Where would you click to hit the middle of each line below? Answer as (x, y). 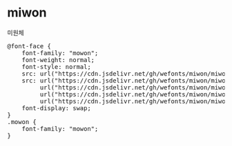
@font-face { (29, 46)
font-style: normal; (56, 66)
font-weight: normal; (58, 60)
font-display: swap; (56, 108)
